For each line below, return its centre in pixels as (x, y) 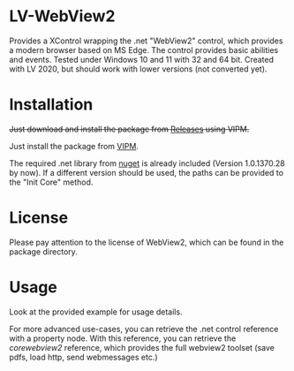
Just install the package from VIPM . (74, 146)
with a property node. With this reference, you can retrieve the (123, 338)
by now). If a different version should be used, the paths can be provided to (147, 172)
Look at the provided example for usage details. (96, 312)
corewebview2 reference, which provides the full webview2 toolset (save (142, 347)
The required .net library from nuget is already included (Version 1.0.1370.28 (147, 163)
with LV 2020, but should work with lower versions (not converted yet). (138, 69)
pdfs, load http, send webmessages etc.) (83, 357)
